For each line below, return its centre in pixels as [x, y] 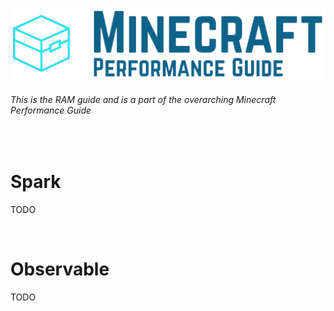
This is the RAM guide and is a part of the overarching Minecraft [143, 100]
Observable [60, 269]
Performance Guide [51, 110]
